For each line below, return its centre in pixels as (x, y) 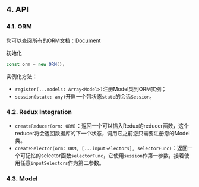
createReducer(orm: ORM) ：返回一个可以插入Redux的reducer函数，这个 (102, 126)
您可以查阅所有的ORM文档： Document (53, 40)
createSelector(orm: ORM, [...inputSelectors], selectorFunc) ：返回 (101, 148)
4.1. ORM (19, 27)
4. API (18, 10)
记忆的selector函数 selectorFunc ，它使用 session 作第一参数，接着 (105, 155)
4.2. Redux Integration (39, 112)
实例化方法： (22, 76)
